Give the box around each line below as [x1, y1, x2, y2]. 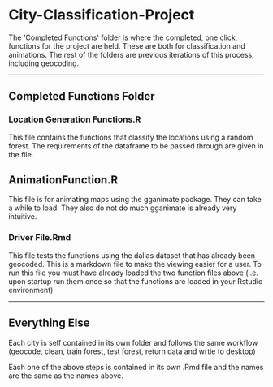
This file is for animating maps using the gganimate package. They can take [8, 195, 262, 204]
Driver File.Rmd [8, 232, 71, 243]
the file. [8, 149, 34, 159]
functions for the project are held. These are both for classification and [8, 41, 245, 50]
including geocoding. [8, 58, 80, 68]
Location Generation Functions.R [8, 114, 141, 125]
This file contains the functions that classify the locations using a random [8, 132, 253, 142]
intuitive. [8, 212, 37, 221]
